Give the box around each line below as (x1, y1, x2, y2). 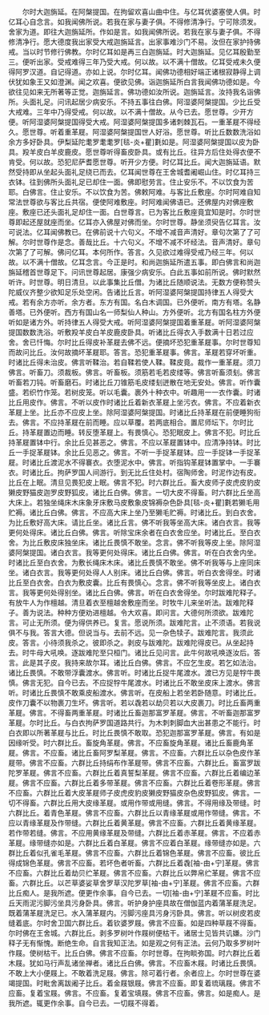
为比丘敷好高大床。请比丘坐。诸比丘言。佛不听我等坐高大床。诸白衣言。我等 (8, 518, 261, 527)
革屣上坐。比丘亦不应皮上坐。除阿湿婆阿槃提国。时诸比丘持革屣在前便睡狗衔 (8, 408, 261, 417)
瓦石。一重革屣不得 (190, 117, 254, 127)
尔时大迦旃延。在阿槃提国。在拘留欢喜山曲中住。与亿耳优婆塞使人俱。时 (22, 7, 261, 16)
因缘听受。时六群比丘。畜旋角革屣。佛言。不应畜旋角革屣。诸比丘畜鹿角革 (8, 738, 254, 747)
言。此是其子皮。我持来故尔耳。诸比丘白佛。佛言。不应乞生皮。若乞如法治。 (8, 658, 261, 667)
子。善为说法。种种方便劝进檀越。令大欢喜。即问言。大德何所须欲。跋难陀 (8, 608, 254, 617)
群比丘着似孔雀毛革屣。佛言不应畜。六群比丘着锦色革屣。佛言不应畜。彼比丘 (8, 848, 261, 857)
